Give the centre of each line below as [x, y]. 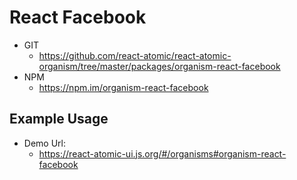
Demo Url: [44, 143]
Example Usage [59, 119]
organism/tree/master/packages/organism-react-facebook [159, 66]
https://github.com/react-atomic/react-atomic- [135, 55]
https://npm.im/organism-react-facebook [123, 87]
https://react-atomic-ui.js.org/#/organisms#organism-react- [162, 153]
